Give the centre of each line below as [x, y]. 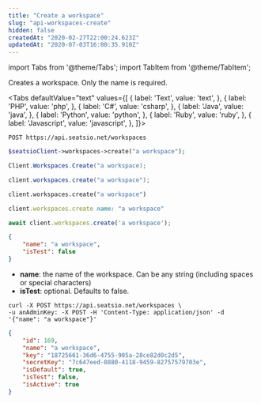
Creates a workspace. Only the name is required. [88, 83]
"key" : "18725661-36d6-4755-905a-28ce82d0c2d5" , [104, 355]
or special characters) [55, 282]
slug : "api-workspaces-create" [60, 23]
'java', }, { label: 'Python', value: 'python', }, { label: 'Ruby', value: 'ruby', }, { [130, 115]
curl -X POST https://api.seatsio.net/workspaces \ [95, 305]
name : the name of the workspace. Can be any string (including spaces [136, 274]
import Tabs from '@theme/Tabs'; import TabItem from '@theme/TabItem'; [130, 67]
